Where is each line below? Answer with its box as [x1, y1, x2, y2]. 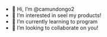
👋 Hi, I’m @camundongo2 [11, 6, 75, 12]
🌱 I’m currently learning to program [11, 18, 98, 25]
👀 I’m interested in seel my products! [11, 12, 102, 19]
